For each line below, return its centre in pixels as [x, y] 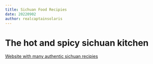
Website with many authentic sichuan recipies [52, 56]
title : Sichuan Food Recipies [36, 10]
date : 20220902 [21, 14]
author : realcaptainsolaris [34, 19]
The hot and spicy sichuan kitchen [77, 43]
